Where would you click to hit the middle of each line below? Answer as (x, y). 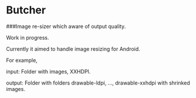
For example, (22, 60)
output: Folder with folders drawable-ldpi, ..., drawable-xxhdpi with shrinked (98, 83)
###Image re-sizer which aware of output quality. (66, 26)
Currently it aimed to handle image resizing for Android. (73, 49)
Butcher (26, 10)
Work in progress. (28, 37)
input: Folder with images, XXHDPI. (48, 71)
